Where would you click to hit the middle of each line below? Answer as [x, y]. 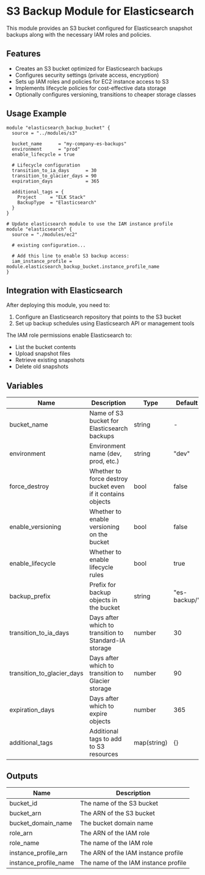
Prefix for [103, 585]
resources [104, 754]
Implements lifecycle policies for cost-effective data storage [91, 88]
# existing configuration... [49, 245]
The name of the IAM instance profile [133, 863]
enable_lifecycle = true [43, 154]
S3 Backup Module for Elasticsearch [100, 11]
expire [99, 714]
